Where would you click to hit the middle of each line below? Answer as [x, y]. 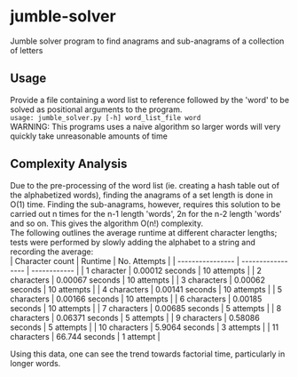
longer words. [35, 363]
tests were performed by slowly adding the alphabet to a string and [133, 242]
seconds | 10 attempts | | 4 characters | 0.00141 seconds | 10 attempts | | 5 [146, 289]
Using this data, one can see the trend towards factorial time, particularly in [148, 354]
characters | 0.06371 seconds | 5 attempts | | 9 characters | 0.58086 [135, 317]
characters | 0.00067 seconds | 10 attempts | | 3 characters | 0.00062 [137, 280]
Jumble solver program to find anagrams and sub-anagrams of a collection [147, 41]
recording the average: [52, 252]
